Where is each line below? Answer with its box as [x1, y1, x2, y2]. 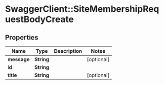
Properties [5, 33, 39, 42]
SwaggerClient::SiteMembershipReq [5, 3, 160, 15]
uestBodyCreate [5, 14, 74, 25]
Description [54, 48, 82, 54]
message [7, 56, 30, 63]
